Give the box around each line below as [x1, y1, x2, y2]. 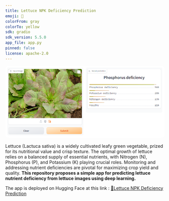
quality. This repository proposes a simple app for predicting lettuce [5, 170, 151, 176]
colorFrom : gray [5, 19, 39, 24]
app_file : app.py [5, 41, 42, 46]
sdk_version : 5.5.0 [5, 35, 47, 40]
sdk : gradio [5, 29, 30, 35]
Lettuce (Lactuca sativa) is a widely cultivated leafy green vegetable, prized [5, 143, 163, 149]
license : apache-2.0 [5, 51, 49, 56]
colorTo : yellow [5, 24, 39, 29]
